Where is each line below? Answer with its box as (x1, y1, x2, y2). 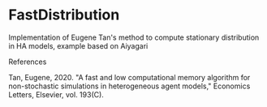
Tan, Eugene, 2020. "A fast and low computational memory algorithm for (8, 72, 251, 82)
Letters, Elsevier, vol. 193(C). (8, 89, 104, 99)
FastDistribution (8, 6, 120, 24)
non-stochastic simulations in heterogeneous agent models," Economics (8, 81, 251, 91)
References (8, 57, 47, 66)
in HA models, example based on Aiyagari (8, 41, 149, 50)
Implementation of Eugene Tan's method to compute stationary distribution (8, 32, 260, 42)
